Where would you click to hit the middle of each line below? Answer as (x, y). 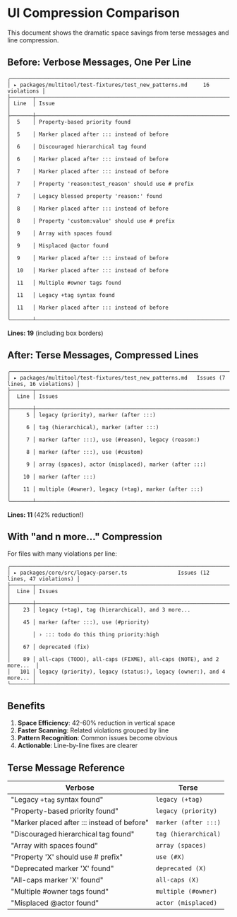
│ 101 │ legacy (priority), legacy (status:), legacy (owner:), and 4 (116, 672)
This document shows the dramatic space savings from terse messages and (118, 33)
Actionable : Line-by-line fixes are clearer (78, 746)
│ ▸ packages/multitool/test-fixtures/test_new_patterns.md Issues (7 (116, 378)
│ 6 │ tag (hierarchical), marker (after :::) (83, 427)
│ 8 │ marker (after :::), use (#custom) (75, 452)
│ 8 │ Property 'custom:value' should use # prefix (91, 221)
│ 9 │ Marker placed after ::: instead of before (88, 258)
